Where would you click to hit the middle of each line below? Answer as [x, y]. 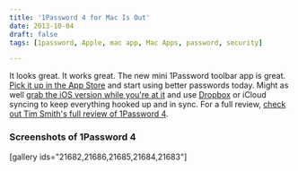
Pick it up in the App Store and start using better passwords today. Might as [149, 85]
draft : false [34, 34]
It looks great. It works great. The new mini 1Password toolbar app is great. [148, 76]
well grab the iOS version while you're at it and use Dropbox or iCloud [138, 95]
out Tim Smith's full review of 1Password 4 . [89, 114]
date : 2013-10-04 [42, 26]
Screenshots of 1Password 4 [73, 137]
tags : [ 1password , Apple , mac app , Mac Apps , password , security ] [136, 43]
